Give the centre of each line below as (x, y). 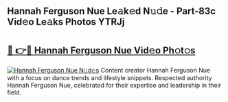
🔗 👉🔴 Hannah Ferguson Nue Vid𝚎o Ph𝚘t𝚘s (101, 50)
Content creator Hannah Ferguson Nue (156, 70)
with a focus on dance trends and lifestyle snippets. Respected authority (110, 78)
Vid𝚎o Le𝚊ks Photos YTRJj (66, 22)
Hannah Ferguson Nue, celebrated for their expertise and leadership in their (114, 85)
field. (14, 92)
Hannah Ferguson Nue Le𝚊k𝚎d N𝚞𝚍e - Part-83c (112, 11)
